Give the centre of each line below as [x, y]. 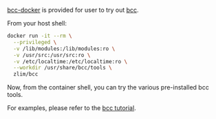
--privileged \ [35, 42]
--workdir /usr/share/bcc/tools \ [63, 68]
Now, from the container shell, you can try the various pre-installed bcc [108, 87]
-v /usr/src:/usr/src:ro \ [52, 55]
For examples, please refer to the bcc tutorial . [72, 108]
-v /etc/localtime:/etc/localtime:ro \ [71, 61]
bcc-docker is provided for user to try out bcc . [73, 10]
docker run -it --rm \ [40, 36]
